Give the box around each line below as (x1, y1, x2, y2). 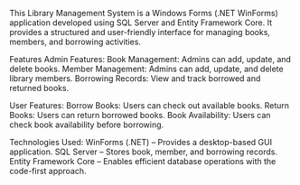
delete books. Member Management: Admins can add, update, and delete (9, 63, 284, 74)
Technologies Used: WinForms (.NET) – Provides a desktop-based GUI (9, 137, 273, 147)
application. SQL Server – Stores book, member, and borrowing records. (9, 146, 278, 157)
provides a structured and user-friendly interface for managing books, (9, 27, 271, 37)
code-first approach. (9, 166, 88, 176)
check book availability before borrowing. (9, 119, 164, 130)
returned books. (9, 83, 70, 93)
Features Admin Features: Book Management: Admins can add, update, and (9, 54, 292, 64)
